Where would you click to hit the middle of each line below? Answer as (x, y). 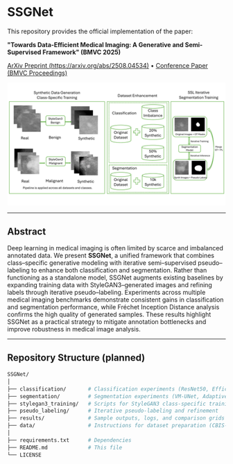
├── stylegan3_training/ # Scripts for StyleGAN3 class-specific (107, 404)
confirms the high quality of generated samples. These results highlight (109, 315)
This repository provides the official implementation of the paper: (100, 31)
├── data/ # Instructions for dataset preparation (107, 426)
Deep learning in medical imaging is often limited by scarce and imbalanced (115, 248)
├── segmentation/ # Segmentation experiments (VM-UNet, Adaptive (118, 396)
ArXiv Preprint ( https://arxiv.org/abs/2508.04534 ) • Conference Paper (107, 65)
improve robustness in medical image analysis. (74, 329)
